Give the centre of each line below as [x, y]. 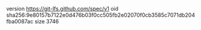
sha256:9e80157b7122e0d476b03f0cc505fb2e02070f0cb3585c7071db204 [101, 15]
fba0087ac [20, 21]
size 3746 [47, 21]
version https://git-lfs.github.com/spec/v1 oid [62, 9]
